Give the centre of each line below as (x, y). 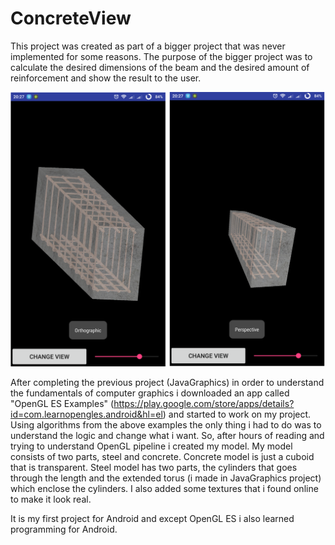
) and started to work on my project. (237, 414)
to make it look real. (51, 499)
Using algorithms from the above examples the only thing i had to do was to (166, 425)
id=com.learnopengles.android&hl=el (86, 414)
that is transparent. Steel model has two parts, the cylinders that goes (154, 468)
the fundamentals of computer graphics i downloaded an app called (150, 393)
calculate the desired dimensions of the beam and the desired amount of (160, 67)
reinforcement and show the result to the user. (106, 78)
